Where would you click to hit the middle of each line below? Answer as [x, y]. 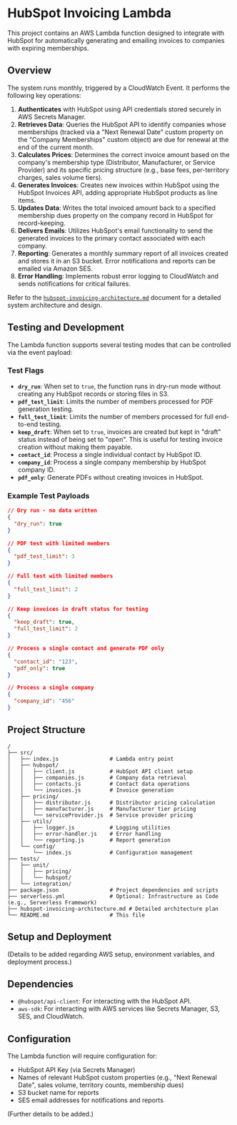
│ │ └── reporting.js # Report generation [89, 840]
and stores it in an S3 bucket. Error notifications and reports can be [116, 261]
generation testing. [45, 409]
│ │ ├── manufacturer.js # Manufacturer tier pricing [102, 809]
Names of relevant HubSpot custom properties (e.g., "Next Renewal [117, 1078]
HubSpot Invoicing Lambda [89, 13]
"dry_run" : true [38, 524]
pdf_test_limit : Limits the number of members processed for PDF [116, 401]
